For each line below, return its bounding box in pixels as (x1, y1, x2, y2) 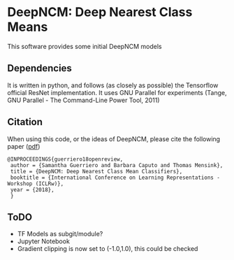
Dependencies (7, 62, 72, 74)
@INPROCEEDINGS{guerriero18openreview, (7, 155, 124, 163)
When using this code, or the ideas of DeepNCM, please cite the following (7, 134, 221, 143)
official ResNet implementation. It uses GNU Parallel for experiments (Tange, (7, 88, 227, 96)
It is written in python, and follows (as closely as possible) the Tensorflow (7, 81, 219, 89)
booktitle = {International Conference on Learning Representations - (10, 174, 220, 181)
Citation (7, 116, 43, 128)
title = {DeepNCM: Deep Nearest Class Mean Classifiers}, (10, 168, 183, 175)
